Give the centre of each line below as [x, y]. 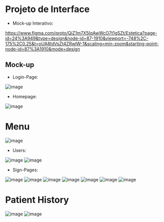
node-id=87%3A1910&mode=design [43, 49]
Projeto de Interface [47, 9]
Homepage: [25, 96]
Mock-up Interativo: [33, 23]
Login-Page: [25, 77]
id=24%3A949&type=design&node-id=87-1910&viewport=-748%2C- [77, 38]
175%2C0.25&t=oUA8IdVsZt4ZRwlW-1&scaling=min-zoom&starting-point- [82, 43]
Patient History [37, 200]
